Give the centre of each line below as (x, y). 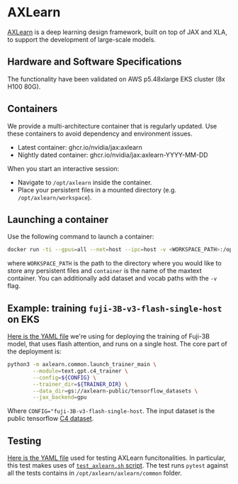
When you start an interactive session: (63, 168)
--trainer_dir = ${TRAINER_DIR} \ (81, 384)
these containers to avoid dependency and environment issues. (100, 133)
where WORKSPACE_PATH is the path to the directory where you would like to (114, 263)
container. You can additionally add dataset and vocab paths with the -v (112, 278)
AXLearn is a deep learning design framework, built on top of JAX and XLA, (118, 32)
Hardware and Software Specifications (95, 62)
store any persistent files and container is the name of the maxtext (104, 271)
